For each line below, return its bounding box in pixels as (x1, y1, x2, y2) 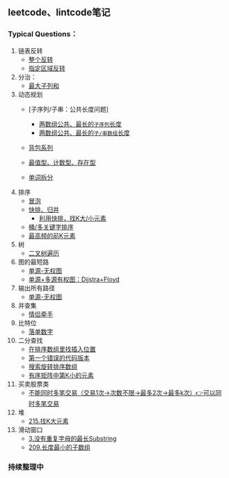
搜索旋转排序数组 (28, 362, 78, 371)
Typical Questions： (8, 29, 79, 39)
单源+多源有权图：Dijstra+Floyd (28, 275, 120, 283)
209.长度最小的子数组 (28, 442, 91, 451)
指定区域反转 (28, 64, 65, 72)
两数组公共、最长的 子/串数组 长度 (38, 128, 131, 137)
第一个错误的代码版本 (28, 353, 90, 361)
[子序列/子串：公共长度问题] (28, 105, 109, 113)
